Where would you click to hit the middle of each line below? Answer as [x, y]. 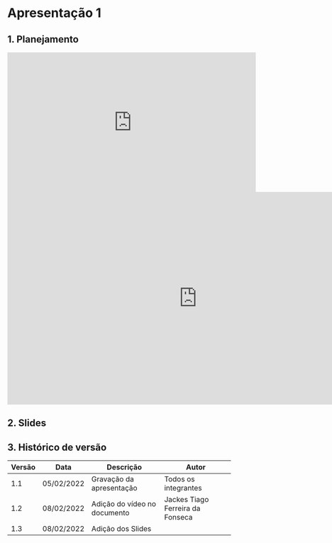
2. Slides [27, 423]
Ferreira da [182, 508]
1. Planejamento [43, 39]
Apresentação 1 [54, 13]
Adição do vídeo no [124, 504]
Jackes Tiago [187, 500]
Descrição [124, 467]
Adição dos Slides [121, 529]
